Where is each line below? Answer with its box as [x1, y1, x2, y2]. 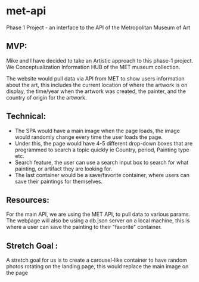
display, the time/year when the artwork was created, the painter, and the [6, 88, 186, 95]
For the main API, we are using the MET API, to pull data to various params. [6, 210, 191, 218]
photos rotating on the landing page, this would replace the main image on [6, 263, 189, 270]
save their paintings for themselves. [14, 178, 103, 185]
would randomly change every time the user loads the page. [14, 133, 163, 141]
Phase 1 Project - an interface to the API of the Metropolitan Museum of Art [6, 24, 191, 31]
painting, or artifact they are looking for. [14, 165, 113, 172]
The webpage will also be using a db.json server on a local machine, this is [6, 217, 190, 224]
